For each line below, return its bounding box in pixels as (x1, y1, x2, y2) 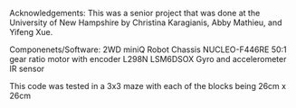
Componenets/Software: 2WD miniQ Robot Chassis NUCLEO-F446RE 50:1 (9, 44, 287, 55)
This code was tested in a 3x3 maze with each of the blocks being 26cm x (9, 81, 287, 91)
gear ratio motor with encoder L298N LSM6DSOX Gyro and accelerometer (9, 54, 287, 64)
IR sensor (9, 63, 45, 74)
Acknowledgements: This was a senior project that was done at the (9, 8, 261, 18)
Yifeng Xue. (9, 27, 53, 37)
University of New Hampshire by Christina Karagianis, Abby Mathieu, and (9, 17, 282, 28)
